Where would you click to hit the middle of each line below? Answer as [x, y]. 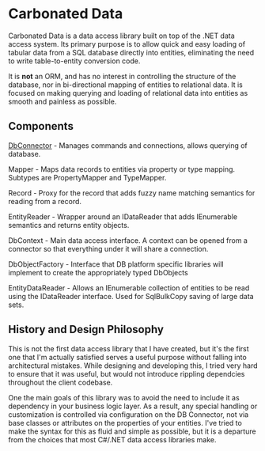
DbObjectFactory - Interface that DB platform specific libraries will [116, 264]
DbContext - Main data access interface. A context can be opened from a [128, 240]
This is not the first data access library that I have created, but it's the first [129, 348]
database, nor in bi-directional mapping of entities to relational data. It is [125, 85]
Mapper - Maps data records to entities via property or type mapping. [122, 169]
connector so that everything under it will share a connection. [108, 248]
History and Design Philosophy [86, 330]
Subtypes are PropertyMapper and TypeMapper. [87, 177]
